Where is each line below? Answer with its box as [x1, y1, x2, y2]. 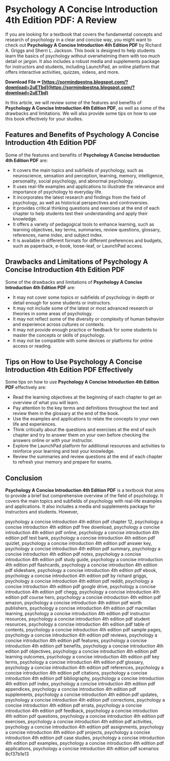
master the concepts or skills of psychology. [12, 332, 106, 338]
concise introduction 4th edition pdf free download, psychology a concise [5, 524, 160, 530]
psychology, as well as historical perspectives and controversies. [12, 199, 149, 205]
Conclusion [5, 474, 43, 482]
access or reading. [12, 343, 52, 349]
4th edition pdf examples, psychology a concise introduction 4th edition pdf [5, 740, 164, 746]
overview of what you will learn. [12, 400, 80, 406]
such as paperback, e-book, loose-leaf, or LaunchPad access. [12, 242, 143, 249]
